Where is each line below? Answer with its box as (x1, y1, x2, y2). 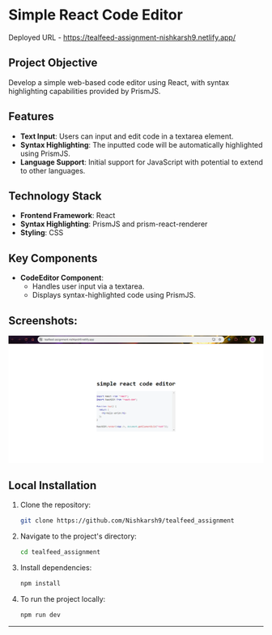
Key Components (8, 251, 98, 265)
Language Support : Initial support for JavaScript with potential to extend (19, 157, 263, 167)
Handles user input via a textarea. (32, 281, 145, 291)
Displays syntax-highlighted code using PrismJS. (32, 290, 196, 300)
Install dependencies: (19, 563, 92, 573)
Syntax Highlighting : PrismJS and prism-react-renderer (19, 219, 208, 229)
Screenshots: (8, 314, 79, 328)
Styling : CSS (19, 228, 64, 238)
